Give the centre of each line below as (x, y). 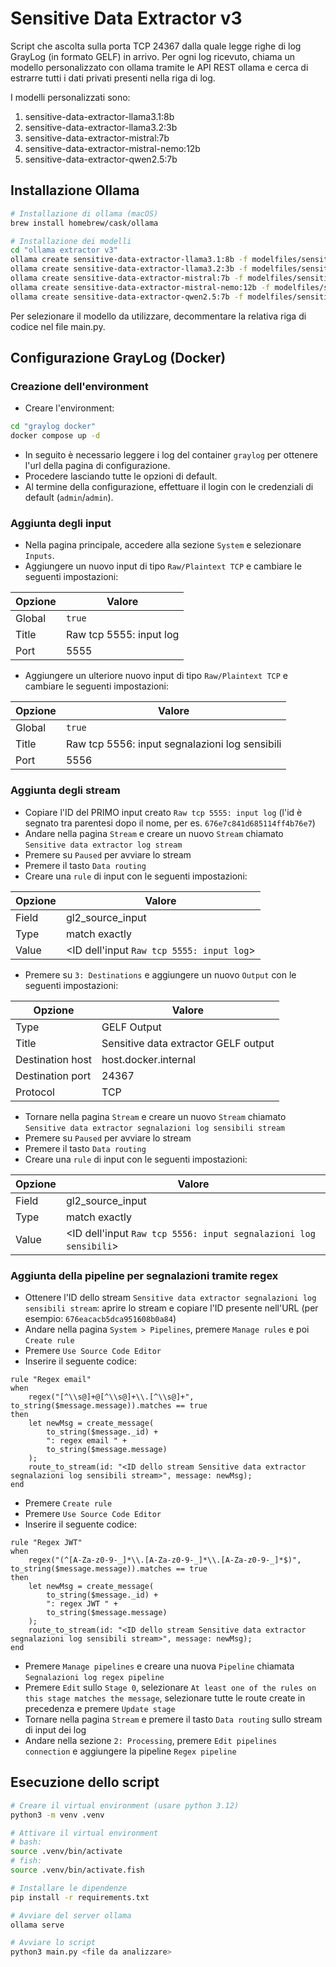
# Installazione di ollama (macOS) (84, 213)
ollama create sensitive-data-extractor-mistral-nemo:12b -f (140, 287)
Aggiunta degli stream (65, 790)
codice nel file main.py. (58, 326)
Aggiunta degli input (61, 523)
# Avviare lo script (53, 1943)
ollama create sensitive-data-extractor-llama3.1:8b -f (129, 260)
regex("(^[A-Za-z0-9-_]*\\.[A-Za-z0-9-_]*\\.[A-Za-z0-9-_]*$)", (165, 1560)
